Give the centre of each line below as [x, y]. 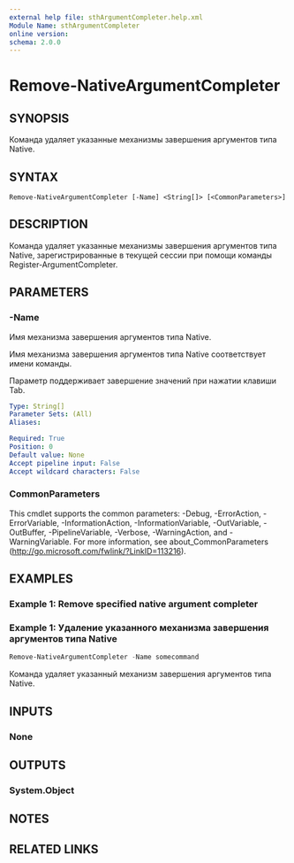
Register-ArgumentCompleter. [64, 264]
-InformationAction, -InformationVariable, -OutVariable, [162, 522]
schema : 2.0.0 [35, 42]
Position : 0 [31, 447]
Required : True [37, 439]
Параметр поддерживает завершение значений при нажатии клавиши [143, 381]
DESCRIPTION [49, 224]
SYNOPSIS [39, 118]
